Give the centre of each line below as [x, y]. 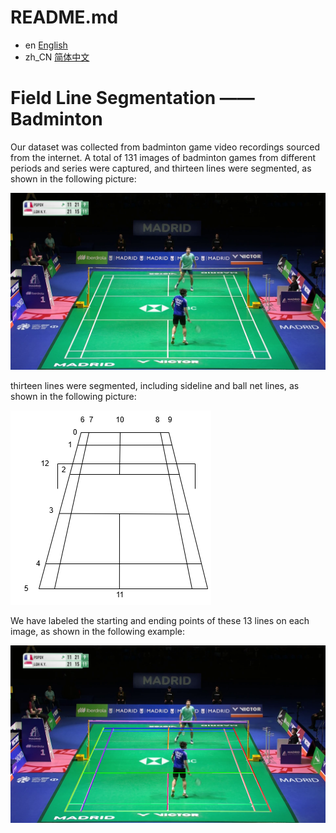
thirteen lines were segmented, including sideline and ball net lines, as [155, 386]
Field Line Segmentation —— [132, 98]
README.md [64, 17]
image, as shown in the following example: [97, 632]
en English [46, 45]
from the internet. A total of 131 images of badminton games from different [163, 157]
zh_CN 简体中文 [57, 57]
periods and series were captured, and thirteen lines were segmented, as [161, 168]
